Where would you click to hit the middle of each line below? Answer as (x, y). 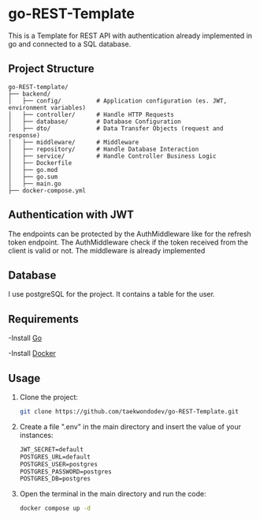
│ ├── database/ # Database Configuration (95, 122)
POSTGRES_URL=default (55, 457)
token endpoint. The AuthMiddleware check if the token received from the (128, 242)
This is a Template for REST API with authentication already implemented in (130, 36)
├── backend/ (30, 94)
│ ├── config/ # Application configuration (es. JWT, (117, 101)
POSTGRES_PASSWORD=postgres (65, 471)
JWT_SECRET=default (52, 449)
